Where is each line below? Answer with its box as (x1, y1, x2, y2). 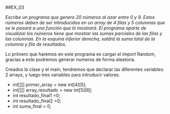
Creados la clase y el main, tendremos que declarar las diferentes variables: (5, 66, 164, 72)
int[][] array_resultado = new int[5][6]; (12, 87, 93, 93)
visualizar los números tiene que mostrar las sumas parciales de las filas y (5, 31, 162, 36)
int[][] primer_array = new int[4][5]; (12, 81, 87, 88)
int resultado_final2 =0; (12, 98, 62, 104)
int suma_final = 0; (12, 103, 52, 109)
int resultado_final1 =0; (12, 93, 61, 98)
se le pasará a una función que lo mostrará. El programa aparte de (5, 25, 147, 31)
